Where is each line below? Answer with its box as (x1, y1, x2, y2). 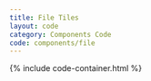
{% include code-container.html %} (9, 63, 143, 74)
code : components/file (9, 38, 96, 48)
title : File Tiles (9, 13, 79, 22)
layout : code (9, 22, 59, 31)
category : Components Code (9, 30, 112, 39)
